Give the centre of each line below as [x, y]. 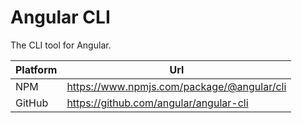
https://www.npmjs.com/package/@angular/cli [176, 86]
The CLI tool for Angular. [61, 45]
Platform [36, 69]
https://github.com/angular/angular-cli [157, 103]
